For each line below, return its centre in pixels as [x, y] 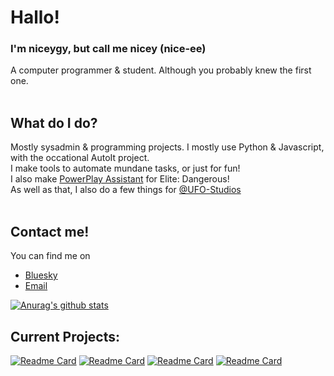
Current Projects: [65, 336]
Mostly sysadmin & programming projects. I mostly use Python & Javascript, [167, 147]
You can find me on [50, 256]
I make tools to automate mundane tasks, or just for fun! [125, 168]
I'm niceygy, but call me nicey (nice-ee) [108, 49]
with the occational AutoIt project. [80, 158]
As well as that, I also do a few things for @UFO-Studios [126, 190]
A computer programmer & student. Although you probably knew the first [161, 70]
